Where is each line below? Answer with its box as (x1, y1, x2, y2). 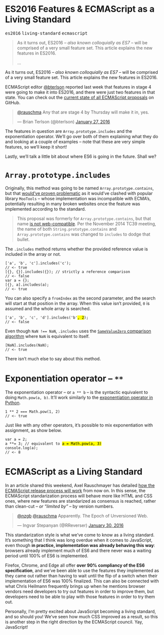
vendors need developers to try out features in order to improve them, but (5, 588, 154, 594)
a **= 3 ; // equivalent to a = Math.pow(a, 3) (5, 441, 102, 446)
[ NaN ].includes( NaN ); (5, 343, 49, 348)
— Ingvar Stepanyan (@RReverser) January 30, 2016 (17, 522, 124, 528)
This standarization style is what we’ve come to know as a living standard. (5, 532, 155, 538)
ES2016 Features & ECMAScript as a (5, 3, 155, 15)
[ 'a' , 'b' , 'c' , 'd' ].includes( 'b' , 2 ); (5, 315, 89, 320)
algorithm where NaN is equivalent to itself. (5, 333, 90, 339)
